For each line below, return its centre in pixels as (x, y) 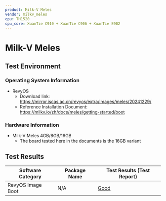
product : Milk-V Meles (28, 10)
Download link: (35, 97)
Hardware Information (32, 125)
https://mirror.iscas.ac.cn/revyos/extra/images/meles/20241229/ (85, 101)
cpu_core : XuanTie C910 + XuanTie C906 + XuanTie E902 (63, 24)
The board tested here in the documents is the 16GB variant (80, 141)
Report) (128, 177)
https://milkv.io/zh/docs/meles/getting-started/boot (72, 112)
